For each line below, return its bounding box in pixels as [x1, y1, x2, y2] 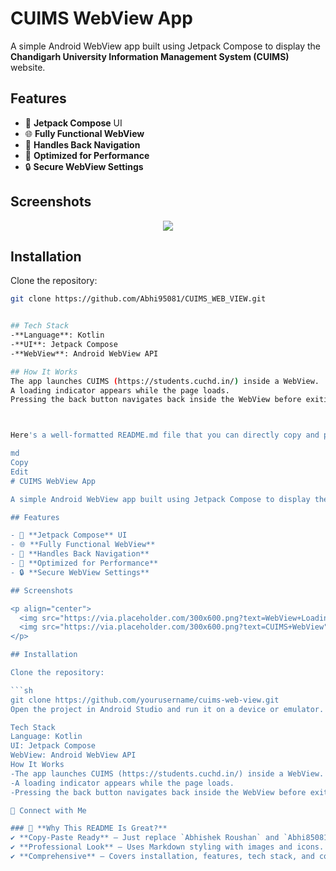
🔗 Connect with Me [10, 805, 87, 816]
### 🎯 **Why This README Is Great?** [10, 823, 168, 834]
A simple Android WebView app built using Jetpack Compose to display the [10, 40, 321, 52]
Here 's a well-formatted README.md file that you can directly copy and [10, 430, 320, 441]
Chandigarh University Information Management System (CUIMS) [10, 50, 290, 62]
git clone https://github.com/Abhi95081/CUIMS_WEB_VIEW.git [10, 294, 267, 304]
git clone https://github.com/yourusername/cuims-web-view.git [10, 695, 280, 705]
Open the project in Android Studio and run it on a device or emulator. [10, 704, 325, 714]
